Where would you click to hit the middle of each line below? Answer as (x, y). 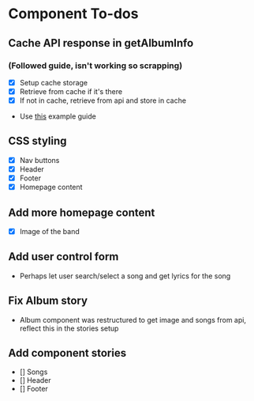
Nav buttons (39, 160)
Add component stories (67, 353)
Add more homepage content (82, 212)
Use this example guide (58, 116)
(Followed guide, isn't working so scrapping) (95, 66)
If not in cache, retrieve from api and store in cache (103, 100)
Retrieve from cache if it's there (71, 91)
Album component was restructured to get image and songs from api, (133, 320)
